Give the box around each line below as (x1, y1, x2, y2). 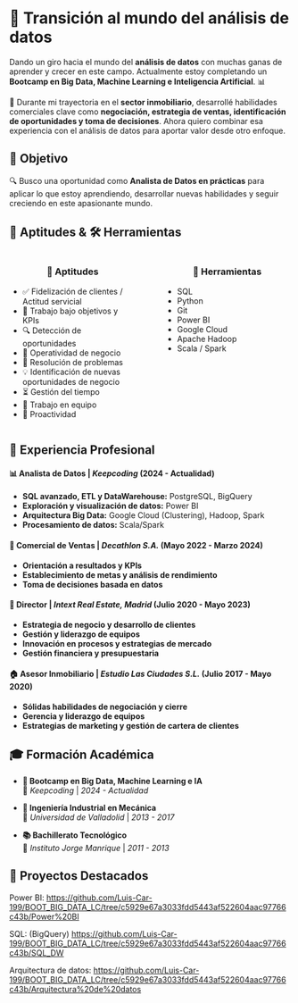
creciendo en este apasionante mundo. (9, 197, 153, 208)
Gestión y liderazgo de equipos (21, 629, 141, 639)
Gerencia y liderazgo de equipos (21, 711, 145, 722)
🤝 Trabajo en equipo (21, 399, 97, 410)
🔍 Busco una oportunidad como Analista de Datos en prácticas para (9, 175, 265, 186)
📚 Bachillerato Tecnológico (21, 830, 128, 840)
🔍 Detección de (21, 325, 82, 336)
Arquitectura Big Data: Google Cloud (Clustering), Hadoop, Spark (21, 510, 265, 521)
